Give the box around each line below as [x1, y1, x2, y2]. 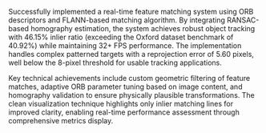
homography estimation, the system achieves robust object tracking [30, 24, 256, 33]
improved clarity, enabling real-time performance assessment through [8, 107, 240, 117]
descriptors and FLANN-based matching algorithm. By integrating [8, 15, 226, 25]
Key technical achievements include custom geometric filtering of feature [8, 74, 251, 83]
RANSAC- [227, 15, 260, 25]
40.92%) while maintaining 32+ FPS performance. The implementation [8, 41, 242, 50]
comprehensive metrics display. [8, 116, 114, 125]
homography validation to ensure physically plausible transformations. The [8, 91, 255, 99]
